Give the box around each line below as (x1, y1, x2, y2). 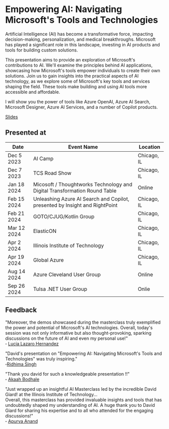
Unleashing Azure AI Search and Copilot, (33, 195, 130, 202)
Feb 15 (8, 195, 25, 202)
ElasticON (33, 227, 57, 234)
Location (138, 143, 160, 150)
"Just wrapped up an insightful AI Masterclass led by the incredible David (5, 386, 157, 392)
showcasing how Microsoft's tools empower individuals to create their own (5, 67, 160, 74)
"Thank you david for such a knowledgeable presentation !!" (5, 371, 130, 377)
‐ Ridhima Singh (5, 361, 37, 367)
